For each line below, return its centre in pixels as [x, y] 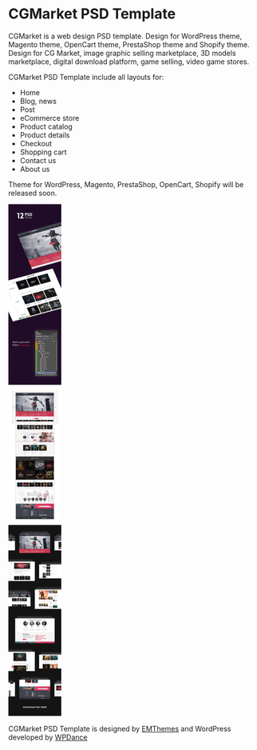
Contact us [38, 160]
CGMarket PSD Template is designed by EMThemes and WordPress [120, 728]
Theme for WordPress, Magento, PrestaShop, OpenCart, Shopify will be [126, 184]
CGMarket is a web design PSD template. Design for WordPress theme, [125, 36]
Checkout [36, 143]
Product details [45, 135]
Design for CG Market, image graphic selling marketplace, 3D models [123, 53]
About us [35, 169]
